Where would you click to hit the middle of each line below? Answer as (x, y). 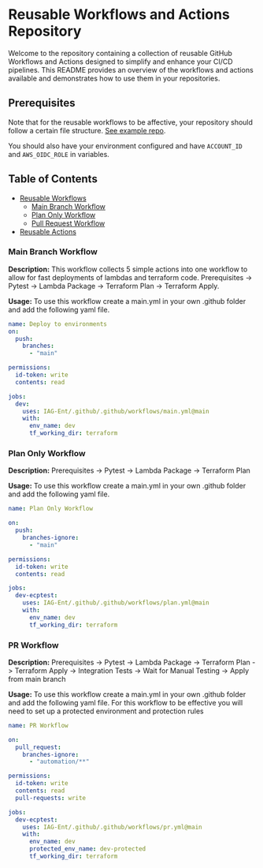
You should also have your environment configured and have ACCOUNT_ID (125, 146)
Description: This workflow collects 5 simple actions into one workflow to (128, 269)
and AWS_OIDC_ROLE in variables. (59, 154)
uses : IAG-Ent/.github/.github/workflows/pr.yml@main (112, 827)
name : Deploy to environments (58, 324)
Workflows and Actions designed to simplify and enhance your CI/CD (121, 62)
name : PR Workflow (38, 725)
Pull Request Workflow (68, 223)
